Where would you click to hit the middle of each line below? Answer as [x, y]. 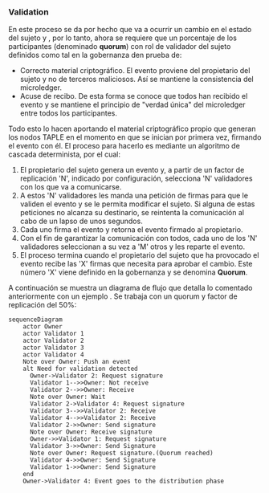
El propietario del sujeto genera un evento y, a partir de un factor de [132, 170]
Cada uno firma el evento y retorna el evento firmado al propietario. [131, 230]
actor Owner [43, 327]
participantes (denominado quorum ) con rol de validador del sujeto [120, 47]
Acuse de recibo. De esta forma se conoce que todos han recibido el [134, 96]
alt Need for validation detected [80, 369]
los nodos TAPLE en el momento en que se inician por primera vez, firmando [135, 137]
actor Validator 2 [53, 341]
